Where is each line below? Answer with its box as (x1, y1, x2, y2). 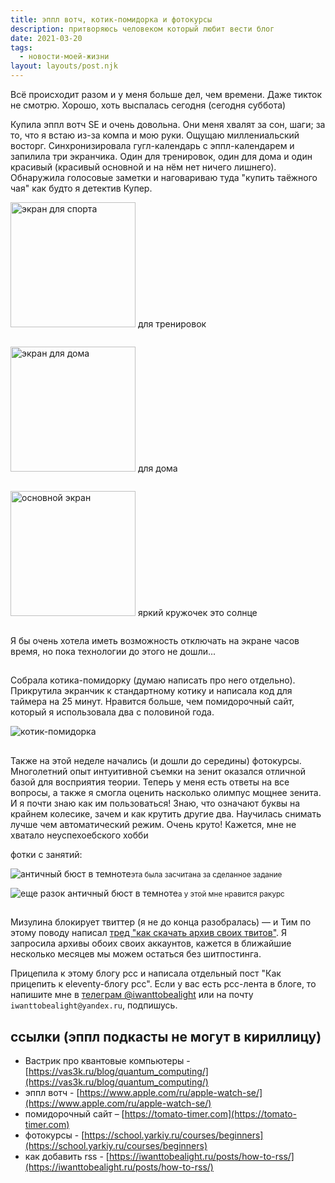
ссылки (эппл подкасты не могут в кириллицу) (10, 1028, 322, 1045)
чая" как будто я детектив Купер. (10, 182, 153, 194)
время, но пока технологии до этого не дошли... (10, 646, 217, 657)
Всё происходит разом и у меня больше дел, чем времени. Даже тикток (10, 89, 323, 100)
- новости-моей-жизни (19, 52, 110, 62)
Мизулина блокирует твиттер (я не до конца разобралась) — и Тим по (10, 916, 312, 928)
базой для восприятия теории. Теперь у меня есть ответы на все (10, 776, 290, 788)
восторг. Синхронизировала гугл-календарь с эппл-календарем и (10, 140, 295, 151)
